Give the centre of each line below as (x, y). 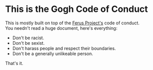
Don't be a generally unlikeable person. (53, 54)
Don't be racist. (28, 38)
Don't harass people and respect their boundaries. (64, 48)
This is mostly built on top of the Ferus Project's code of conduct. (72, 23)
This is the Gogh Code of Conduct (76, 9)
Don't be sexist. (28, 43)
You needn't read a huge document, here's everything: (61, 28)
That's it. (14, 63)
